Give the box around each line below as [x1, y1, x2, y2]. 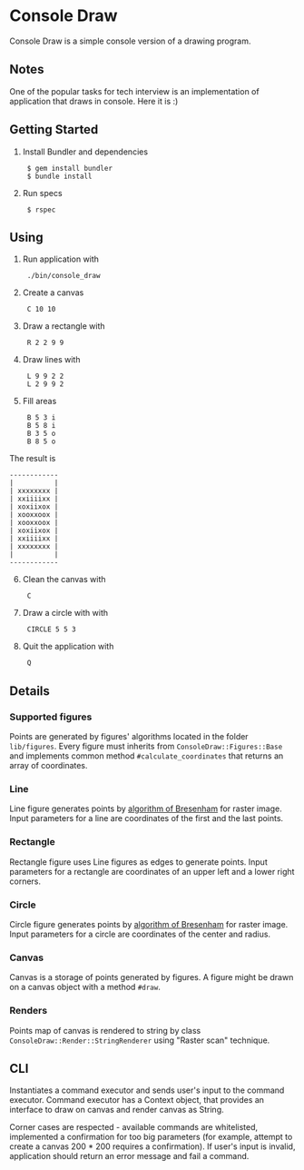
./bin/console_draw [26, 272, 101, 281]
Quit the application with [22, 641, 114, 652]
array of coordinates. [9, 760, 88, 771]
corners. [9, 876, 42, 887]
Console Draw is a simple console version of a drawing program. [9, 35, 251, 46]
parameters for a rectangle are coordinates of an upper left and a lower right [9, 866, 295, 877]
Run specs [22, 187, 63, 198]
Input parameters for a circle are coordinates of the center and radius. [9, 928, 270, 939]
